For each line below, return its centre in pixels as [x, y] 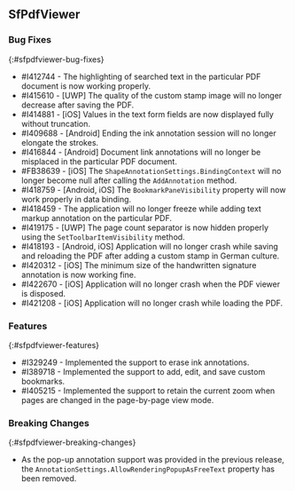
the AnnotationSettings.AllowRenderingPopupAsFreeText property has [148, 469]
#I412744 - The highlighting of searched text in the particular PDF [141, 76]
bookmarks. [43, 381]
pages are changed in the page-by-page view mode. [117, 400]
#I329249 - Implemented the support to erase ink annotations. [135, 362]
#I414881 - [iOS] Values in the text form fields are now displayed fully [147, 114]
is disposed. [43, 293]
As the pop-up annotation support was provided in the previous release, [153, 460]
